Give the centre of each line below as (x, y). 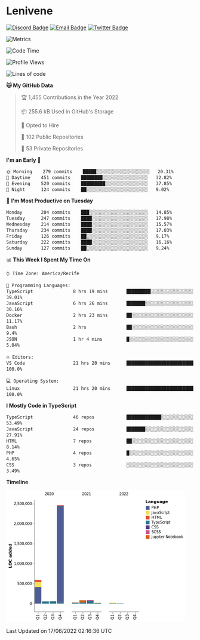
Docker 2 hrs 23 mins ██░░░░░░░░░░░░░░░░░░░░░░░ (100, 315)
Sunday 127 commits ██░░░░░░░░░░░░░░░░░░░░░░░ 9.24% (88, 248)
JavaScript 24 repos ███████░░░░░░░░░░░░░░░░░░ (100, 429)
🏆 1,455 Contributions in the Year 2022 (70, 97)
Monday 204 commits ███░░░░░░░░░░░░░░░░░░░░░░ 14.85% (89, 212)
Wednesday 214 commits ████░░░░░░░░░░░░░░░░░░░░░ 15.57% (89, 224)
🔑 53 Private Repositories (52, 148)
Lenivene (30, 11)
